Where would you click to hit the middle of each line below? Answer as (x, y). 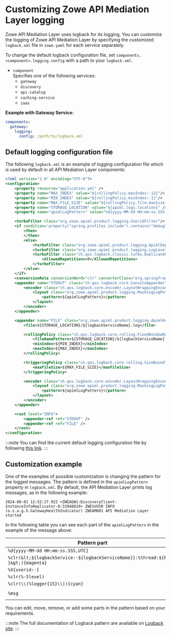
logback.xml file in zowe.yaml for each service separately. (65, 45)
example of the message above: (39, 530)
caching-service (37, 98)
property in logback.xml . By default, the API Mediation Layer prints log (79, 487)
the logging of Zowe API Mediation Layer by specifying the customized (80, 40)
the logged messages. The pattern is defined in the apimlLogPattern (77, 482)
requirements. (20, 613)
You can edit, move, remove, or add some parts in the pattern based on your (85, 607)
